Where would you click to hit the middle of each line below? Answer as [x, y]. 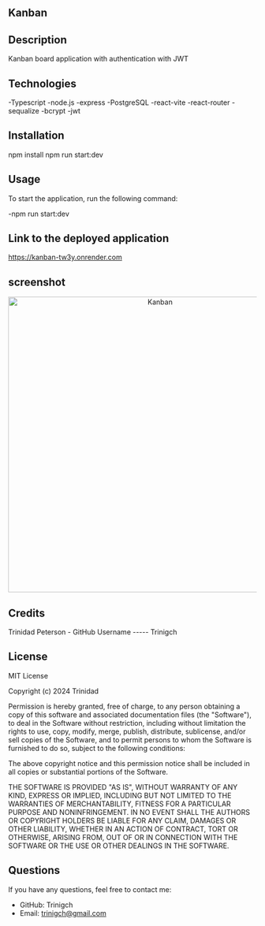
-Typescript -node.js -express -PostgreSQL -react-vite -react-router [119, 102]
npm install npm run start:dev [56, 154]
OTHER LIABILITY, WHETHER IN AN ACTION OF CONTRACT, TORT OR [123, 829]
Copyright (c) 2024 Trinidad [54, 691]
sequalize [24, 111]
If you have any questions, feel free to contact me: [90, 889]
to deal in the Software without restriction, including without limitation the [127, 723]
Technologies [43, 83]
